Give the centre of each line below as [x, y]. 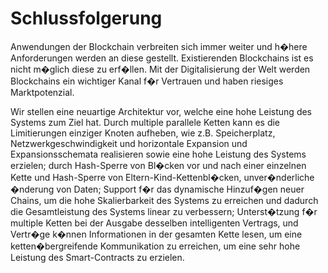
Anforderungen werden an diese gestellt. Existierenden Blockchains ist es [162, 58]
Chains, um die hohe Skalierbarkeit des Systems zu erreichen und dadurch [164, 200]
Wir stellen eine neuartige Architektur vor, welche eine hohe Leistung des [161, 111]
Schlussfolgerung [86, 18]
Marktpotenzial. [42, 92]
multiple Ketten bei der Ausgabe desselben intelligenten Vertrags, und [154, 223]
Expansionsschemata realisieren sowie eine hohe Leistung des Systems [158, 154]
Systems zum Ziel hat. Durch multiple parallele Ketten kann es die [145, 122]
